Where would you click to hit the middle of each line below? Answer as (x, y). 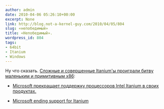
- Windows (16, 57)
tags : (11, 43)
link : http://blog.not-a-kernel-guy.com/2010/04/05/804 (65, 24)
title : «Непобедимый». (29, 33)
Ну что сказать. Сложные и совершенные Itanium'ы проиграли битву (79, 71)
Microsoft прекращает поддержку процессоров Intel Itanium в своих (86, 86)
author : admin (20, 10)
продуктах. (24, 91)
